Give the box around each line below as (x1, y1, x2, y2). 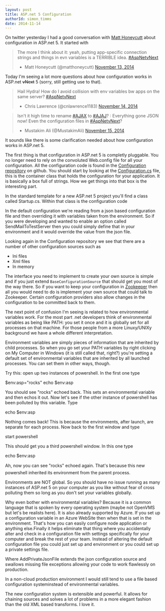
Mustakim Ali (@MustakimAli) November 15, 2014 (24, 128, 125, 134)
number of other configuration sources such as (5, 244, 101, 250)
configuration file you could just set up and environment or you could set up (5, 541, 159, 547)
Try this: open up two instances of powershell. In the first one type (5, 370, 140, 376)
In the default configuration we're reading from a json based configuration (5, 208, 156, 214)
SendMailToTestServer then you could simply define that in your (5, 224, 135, 229)
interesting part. (5, 184, 38, 190)
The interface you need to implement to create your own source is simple (5, 273, 154, 279)
